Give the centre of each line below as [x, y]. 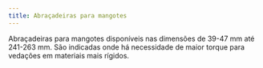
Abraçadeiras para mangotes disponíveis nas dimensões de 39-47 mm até [131, 38]
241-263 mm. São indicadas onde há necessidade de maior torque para [127, 47]
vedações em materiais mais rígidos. [69, 55]
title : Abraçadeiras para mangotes [68, 16]
